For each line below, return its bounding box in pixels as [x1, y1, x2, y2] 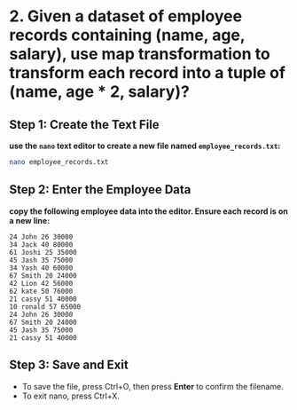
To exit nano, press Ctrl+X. [21, 390, 120, 401]
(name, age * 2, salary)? [9, 82, 191, 102]
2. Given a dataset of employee [9, 6, 242, 27]
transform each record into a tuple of [9, 63, 286, 83]
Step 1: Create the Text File [9, 117, 160, 132]
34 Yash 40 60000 [9, 264, 74, 272]
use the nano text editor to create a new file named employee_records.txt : [9, 140, 281, 151]
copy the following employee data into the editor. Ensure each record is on [9, 206, 288, 217]
